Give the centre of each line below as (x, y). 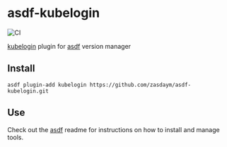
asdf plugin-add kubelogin (47, 85)
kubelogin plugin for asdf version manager (69, 46)
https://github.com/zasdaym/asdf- (140, 85)
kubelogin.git (28, 91)
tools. (16, 137)
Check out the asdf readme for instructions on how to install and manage (114, 129)
